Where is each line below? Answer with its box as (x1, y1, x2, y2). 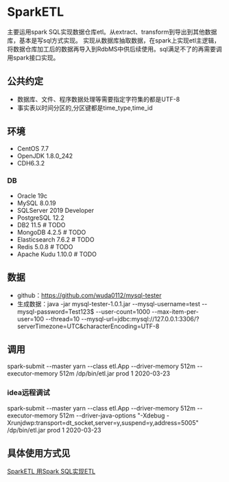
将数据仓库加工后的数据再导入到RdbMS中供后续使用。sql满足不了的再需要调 (7, 45, 222, 53)
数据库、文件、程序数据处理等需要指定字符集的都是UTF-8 (16, 95, 180, 103)
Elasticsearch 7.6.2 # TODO (16, 235, 95, 244)
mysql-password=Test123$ (16, 307, 95, 316)
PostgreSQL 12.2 (16, 214, 65, 222)
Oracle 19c (16, 192, 48, 200)
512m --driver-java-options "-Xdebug (59, 411, 165, 420)
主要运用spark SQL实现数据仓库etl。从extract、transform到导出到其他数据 (7, 27, 217, 36)
